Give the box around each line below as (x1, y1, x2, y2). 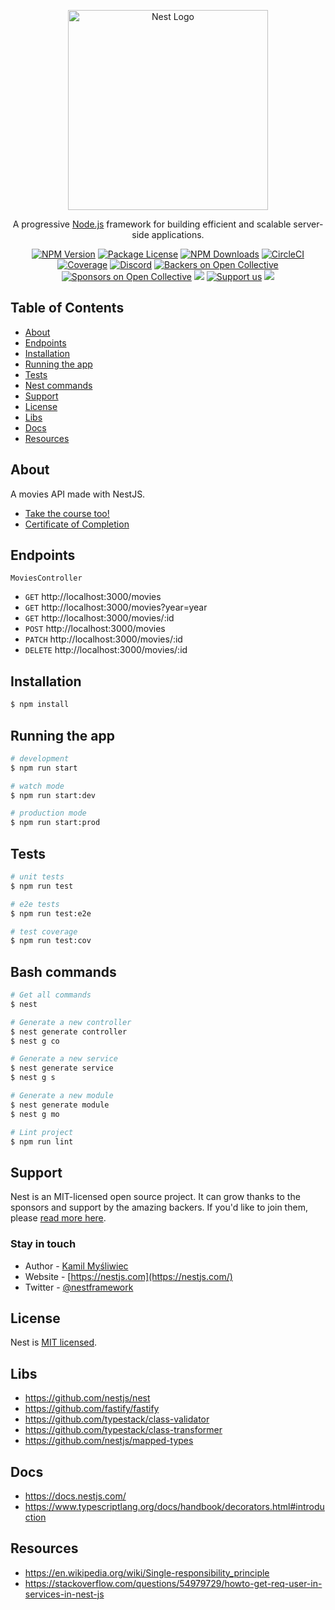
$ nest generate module (10, 1100, 110, 1110)
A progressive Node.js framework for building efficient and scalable (12, 218, 292, 230)
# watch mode (10, 781, 65, 791)
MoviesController (10, 573, 83, 584)
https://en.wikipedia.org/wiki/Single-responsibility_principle (24, 1566, 270, 1579)
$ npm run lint (10, 1136, 74, 1147)
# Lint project (10, 1127, 74, 1137)
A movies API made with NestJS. (10, 488, 146, 500)
